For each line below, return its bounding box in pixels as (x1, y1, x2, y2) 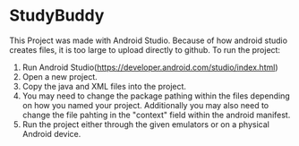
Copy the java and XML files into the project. (21, 81, 186, 91)
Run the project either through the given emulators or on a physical (21, 118, 270, 130)
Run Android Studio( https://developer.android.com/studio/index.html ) (21, 62, 278, 73)
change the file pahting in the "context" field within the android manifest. (21, 109, 291, 120)
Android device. (21, 128, 81, 139)
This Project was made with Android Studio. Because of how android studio (9, 35, 288, 46)
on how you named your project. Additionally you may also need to (21, 99, 269, 110)
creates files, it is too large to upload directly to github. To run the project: (9, 44, 280, 55)
